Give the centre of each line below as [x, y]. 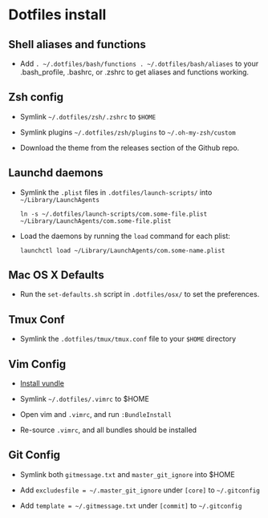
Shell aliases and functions [77, 45]
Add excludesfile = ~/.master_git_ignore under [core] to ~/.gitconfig [140, 490]
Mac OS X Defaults [56, 275]
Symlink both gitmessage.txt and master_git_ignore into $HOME [127, 474]
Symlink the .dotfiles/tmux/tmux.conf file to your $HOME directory [128, 339]
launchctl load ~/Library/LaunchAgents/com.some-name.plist [122, 250]
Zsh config [36, 97]
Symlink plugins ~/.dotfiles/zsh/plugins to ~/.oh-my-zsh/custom [128, 132]
